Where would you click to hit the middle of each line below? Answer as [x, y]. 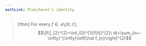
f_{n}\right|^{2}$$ [113, 38]
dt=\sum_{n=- [127, 33]
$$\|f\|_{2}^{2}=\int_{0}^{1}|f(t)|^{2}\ [75, 33]
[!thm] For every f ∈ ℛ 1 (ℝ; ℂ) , [47, 24]
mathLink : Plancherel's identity [40, 10]
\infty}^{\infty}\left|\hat [71, 38]
